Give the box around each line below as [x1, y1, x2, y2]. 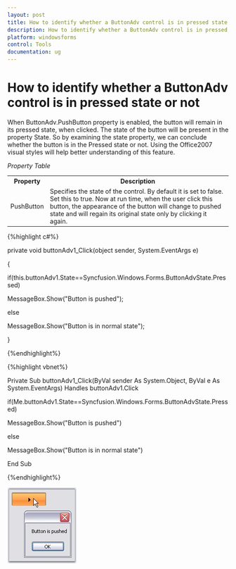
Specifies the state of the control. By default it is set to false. [50, 187, 223, 195]
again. [50, 217, 68, 225]
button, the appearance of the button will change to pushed [50, 201, 221, 211]
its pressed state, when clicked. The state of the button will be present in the [7, 125, 229, 134]
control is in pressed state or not [7, 95, 200, 111]
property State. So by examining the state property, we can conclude [7, 132, 207, 141]
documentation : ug [7, 49, 61, 56]
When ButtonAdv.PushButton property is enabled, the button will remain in [7, 118, 223, 126]
